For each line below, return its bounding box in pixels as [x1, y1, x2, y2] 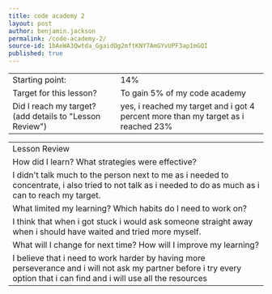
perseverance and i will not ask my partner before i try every [12, 262, 242, 274]
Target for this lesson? [12, 87, 97, 98]
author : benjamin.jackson [8, 27, 96, 35]
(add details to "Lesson [12, 111, 101, 121]
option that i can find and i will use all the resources [12, 273, 208, 283]
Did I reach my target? [12, 100, 96, 112]
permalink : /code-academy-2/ [8, 34, 107, 43]
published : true [8, 49, 63, 58]
